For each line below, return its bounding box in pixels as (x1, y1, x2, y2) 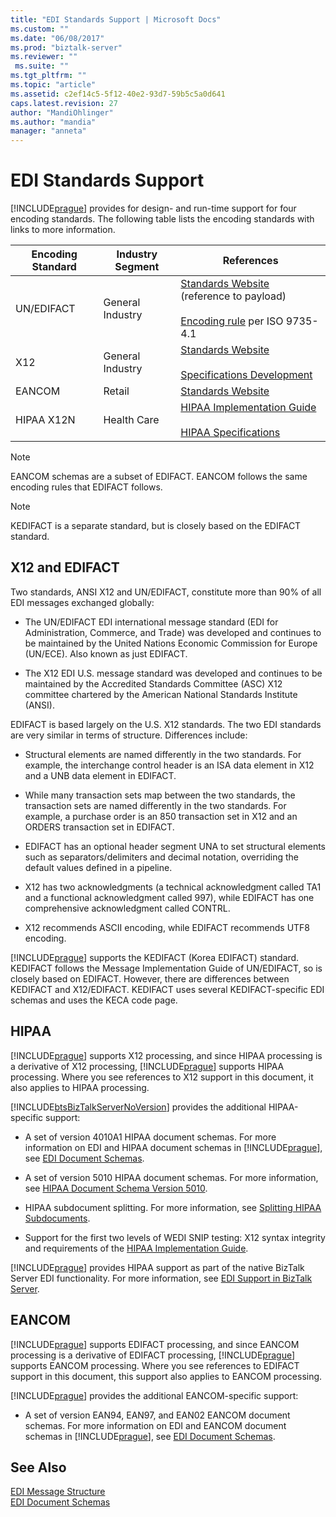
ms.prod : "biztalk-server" (10, 42, 123, 53)
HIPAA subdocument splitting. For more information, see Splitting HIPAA (24, 1201, 322, 1213)
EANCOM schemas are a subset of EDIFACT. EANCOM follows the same (10, 471, 308, 483)
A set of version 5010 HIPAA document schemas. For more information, (24, 1171, 319, 1183)
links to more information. (10, 224, 116, 236)
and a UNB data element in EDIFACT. (24, 769, 177, 781)
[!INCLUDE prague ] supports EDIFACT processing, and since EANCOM (10, 1338, 300, 1350)
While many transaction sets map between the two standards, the (24, 789, 296, 801)
